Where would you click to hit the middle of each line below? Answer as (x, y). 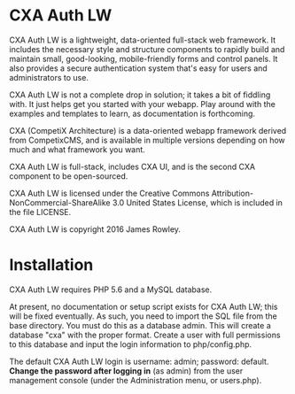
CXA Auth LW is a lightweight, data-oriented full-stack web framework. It (143, 40)
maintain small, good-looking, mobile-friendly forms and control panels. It (144, 58)
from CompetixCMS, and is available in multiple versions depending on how (147, 140)
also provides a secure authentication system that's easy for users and (138, 68)
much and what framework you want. (78, 149)
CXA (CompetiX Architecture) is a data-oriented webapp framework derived (148, 130)
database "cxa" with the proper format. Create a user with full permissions (145, 335)
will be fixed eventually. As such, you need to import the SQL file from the (143, 316)
